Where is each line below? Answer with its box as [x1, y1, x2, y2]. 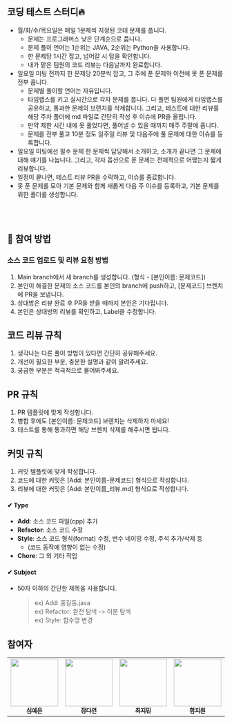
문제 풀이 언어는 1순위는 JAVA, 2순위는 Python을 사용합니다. [27, 43, 191, 51]
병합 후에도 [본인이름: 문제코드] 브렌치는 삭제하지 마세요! [17, 417, 169, 425]
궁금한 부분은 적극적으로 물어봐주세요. [17, 366, 119, 375]
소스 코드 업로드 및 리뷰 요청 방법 [7, 256, 108, 266]
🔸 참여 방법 [7, 233, 52, 245]
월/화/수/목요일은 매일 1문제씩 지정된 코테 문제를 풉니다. [17, 26, 167, 34]
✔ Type [7, 501, 29, 509]
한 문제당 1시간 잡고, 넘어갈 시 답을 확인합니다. [27, 52, 152, 60]
